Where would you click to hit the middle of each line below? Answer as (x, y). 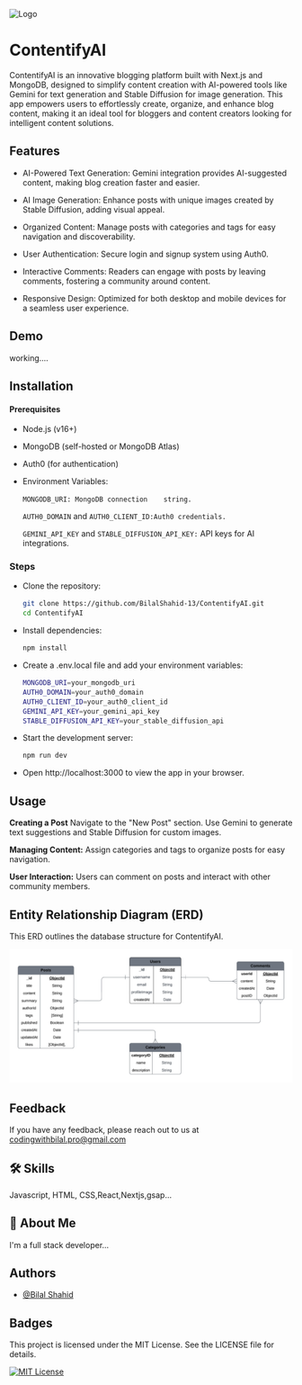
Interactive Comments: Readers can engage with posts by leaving (144, 271)
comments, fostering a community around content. (116, 281)
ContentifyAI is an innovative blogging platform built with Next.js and (136, 75)
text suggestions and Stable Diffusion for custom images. (115, 832)
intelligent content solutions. (62, 122)
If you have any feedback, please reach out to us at (104, 1129)
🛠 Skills (32, 1169)
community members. (50, 886)
